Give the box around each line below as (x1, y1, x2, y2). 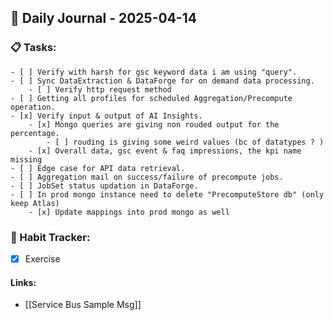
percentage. (10, 128, 60, 138)
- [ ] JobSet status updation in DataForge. (10, 181, 199, 191)
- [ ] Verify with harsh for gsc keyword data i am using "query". (10, 67, 298, 77)
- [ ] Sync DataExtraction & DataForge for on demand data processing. (10, 76, 315, 86)
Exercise (24, 252, 61, 265)
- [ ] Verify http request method (28, 84, 172, 95)
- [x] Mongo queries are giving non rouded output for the (28, 119, 280, 130)
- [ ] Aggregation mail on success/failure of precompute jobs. (10, 172, 284, 182)
